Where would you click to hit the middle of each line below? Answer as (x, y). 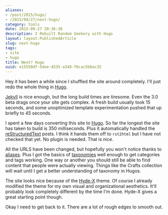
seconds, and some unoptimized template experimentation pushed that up (83, 108)
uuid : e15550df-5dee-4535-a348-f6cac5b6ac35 (53, 67)
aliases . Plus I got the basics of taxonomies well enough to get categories (82, 155)
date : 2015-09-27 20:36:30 (34, 29)
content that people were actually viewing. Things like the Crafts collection (84, 165)
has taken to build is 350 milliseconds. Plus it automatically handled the (80, 129)
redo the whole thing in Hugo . (37, 87)
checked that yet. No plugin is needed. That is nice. (59, 139)
